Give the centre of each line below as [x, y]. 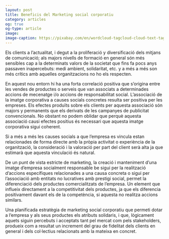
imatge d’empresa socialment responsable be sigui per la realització [75, 168]
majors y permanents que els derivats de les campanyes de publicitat [77, 110]
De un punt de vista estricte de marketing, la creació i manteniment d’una [81, 162]
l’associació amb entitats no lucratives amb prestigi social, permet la [76, 178]
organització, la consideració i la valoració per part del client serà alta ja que [84, 147]
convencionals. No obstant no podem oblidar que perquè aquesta [73, 116]
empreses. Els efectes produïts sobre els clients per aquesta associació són [84, 105]
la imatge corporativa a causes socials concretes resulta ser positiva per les [84, 100]
